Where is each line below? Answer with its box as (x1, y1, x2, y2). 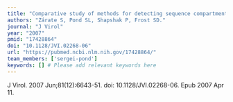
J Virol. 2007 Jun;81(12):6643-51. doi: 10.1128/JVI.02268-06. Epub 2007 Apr (7, 80, 224, 89)
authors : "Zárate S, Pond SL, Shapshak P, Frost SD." (7, 17, 166, 24)
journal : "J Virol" (7, 23, 64, 30)
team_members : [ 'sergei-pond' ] (7, 56, 98, 62)
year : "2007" (7, 29, 45, 37)
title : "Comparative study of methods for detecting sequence (7, 10, 191, 17)
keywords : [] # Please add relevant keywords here (7, 62, 157, 69)
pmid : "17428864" (7, 36, 58, 43)
